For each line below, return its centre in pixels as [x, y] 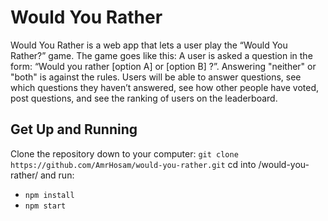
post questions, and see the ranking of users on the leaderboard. [144, 98]
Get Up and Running [74, 129]
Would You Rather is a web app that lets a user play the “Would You [149, 45]
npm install [49, 195]
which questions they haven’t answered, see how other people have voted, [165, 87]
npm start [45, 206]
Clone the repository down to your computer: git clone [124, 153]
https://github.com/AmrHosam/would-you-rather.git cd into [133, 164]
